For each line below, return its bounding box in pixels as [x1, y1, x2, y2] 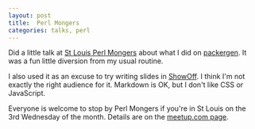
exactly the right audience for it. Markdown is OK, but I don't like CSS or [8, 80, 244, 89]
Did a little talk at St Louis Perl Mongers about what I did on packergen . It [8, 48, 247, 58]
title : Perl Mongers [8, 19, 80, 27]
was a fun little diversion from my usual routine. [8, 56, 164, 66]
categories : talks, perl [8, 26, 91, 34]
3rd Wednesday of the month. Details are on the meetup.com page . [8, 112, 229, 122]
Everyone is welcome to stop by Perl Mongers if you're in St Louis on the [8, 104, 246, 113]
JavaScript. [8, 89, 46, 98]
